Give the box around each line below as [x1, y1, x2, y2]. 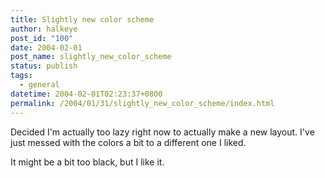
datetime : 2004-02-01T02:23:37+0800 [10, 89, 163, 99]
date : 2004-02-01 [10, 42, 83, 53]
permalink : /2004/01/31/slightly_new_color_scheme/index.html [10, 98, 275, 108]
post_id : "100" [10, 33, 74, 43]
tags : [10, 71, 33, 81]
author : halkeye [10, 24, 78, 34]
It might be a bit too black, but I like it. [10, 156, 165, 168]
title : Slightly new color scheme [10, 14, 155, 25]
